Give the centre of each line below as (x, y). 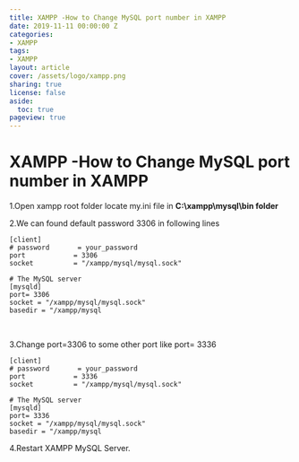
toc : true (35, 109)
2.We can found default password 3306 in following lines (115, 223)
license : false (38, 92)
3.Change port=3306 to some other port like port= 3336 (113, 344)
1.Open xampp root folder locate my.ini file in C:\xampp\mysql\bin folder (144, 206)
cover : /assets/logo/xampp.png (68, 76)
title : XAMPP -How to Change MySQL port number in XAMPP (118, 17)
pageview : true (38, 118)
